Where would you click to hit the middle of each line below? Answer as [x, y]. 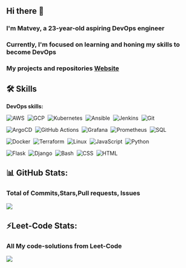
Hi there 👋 [25, 11]
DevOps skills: [25, 106]
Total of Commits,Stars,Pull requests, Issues [73, 193]
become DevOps [31, 52]
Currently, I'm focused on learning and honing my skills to [93, 45]
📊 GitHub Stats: [37, 173]
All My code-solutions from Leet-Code [64, 246]
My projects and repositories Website [63, 68]
